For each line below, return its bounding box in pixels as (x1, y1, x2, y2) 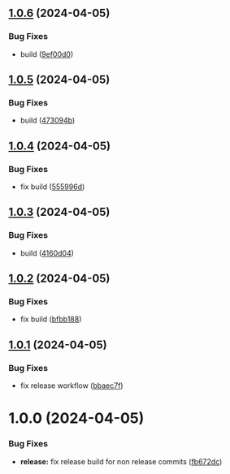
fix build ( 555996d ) (20, 182, 85, 192)
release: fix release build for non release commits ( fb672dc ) (20, 456, 223, 466)
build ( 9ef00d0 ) (20, 49, 74, 59)
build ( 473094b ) (20, 115, 76, 125)
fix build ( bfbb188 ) (20, 314, 82, 324)
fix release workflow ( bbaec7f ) (20, 381, 124, 390)
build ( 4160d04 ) (20, 248, 75, 258)
